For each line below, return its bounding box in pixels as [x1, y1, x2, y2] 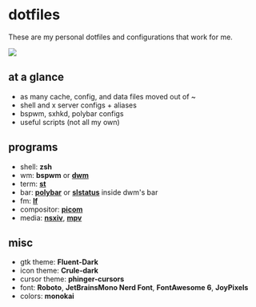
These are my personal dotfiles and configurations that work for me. [8, 32, 234, 42]
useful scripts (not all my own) [19, 117, 120, 127]
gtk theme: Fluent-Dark [19, 257, 98, 267]
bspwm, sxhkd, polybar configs [19, 108, 124, 118]
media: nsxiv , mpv [19, 212, 82, 222]
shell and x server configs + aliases [19, 100, 138, 110]
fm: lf [19, 196, 38, 205]
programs [8, 140, 58, 154]
